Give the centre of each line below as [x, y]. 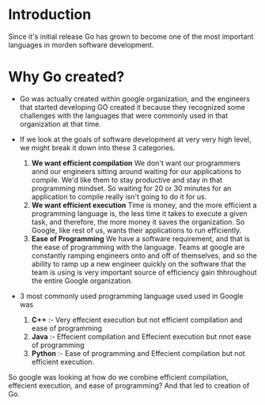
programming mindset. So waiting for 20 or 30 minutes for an [131, 188]
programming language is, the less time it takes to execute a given [139, 213]
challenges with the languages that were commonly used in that [123, 115]
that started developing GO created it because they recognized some [132, 107]
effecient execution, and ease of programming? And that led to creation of [129, 385]
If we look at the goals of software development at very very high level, [135, 139]
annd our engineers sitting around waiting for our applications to [136, 171]
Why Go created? [66, 77]
